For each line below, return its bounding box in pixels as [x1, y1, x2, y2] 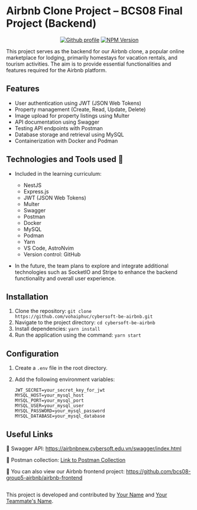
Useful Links [6, 429, 53, 439]
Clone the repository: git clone [14, 308, 92, 315]
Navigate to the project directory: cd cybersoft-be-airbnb [14, 319, 156, 326]
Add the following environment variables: [14, 376, 115, 383]
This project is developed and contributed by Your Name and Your [6, 491, 167, 498]
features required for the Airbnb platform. [6, 66, 107, 73]
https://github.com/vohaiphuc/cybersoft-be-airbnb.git [14, 314, 153, 320]
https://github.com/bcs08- [126, 468, 191, 475]
